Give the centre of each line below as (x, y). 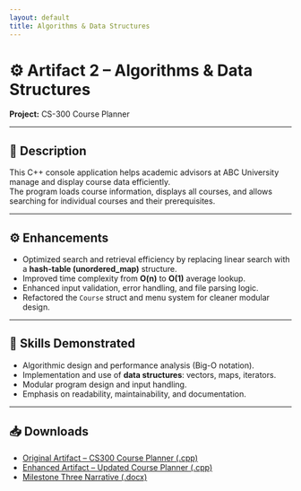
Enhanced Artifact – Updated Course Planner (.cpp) (117, 467)
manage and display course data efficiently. (90, 182)
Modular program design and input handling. (104, 384)
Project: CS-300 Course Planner (69, 114)
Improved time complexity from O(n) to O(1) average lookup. (134, 278)
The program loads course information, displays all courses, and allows (141, 192)
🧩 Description (48, 150)
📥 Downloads (49, 432)
